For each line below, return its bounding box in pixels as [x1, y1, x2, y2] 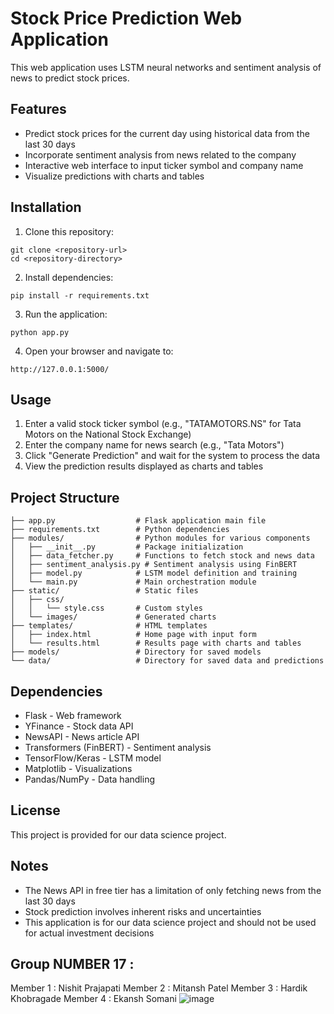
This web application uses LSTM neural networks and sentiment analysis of [10, 61, 322, 73]
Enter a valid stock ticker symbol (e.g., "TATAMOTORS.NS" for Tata [24, 418, 302, 430]
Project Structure [10, 489, 120, 506]
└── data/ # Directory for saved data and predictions [10, 656, 325, 666]
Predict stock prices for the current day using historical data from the [24, 127, 310, 139]
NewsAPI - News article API [24, 731, 140, 742]
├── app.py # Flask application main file [10, 516, 267, 526]
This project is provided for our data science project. [10, 828, 227, 841]
